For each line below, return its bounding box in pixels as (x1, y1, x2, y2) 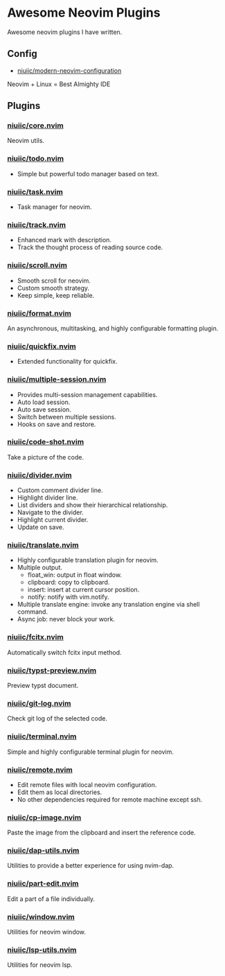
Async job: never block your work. (17, 615, 116, 623)
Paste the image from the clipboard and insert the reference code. (7, 828, 196, 837)
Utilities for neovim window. (7, 928, 87, 936)
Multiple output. (17, 564, 63, 572)
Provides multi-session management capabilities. (17, 390, 158, 398)
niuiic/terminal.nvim (7, 732, 78, 741)
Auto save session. (17, 405, 71, 414)
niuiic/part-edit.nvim (7, 879, 79, 889)
